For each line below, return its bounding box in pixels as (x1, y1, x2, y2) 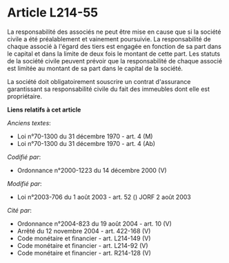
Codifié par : (7, 153, 41, 161)
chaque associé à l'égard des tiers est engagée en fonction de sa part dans (7, 42, 222, 50)
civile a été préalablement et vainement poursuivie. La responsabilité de (7, 34, 212, 43)
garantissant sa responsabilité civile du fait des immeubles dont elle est (7, 85, 210, 93)
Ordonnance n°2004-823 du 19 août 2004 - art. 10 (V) (17, 219, 172, 228)
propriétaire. (7, 92, 43, 101)
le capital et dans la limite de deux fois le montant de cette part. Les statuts (7, 50, 221, 58)
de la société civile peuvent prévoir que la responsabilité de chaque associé (7, 56, 223, 65)
